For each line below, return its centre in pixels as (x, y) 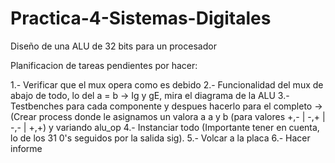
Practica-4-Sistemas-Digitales (141, 18)
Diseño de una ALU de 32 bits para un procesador (113, 46)
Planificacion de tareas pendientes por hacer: (104, 65)
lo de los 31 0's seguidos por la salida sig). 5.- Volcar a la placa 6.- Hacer (160, 138)
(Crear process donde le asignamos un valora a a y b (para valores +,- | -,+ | (168, 116)
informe (26, 148)
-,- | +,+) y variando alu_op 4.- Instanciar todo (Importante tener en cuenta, (165, 127)
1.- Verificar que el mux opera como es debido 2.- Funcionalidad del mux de (167, 84)
